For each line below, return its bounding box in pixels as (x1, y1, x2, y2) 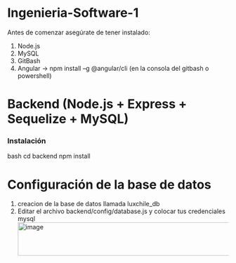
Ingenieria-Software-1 (7, 5, 139, 21)
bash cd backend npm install (7, 152, 91, 161)
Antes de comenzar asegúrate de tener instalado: (7, 28, 151, 36)
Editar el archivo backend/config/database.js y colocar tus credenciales (17, 207, 226, 215)
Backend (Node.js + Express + (7, 96, 188, 112)
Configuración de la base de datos (7, 177, 212, 192)
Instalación (7, 136, 46, 146)
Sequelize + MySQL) (7, 111, 129, 127)
